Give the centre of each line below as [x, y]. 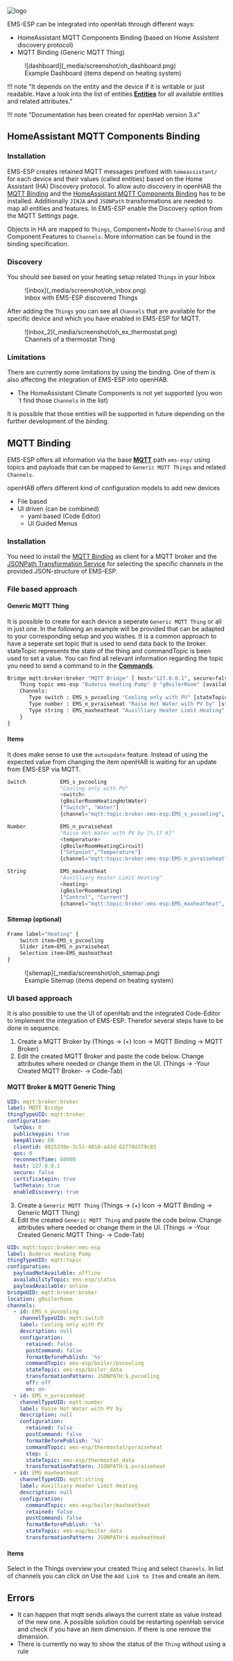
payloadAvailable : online [51, 1286]
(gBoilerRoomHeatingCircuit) [102, 846]
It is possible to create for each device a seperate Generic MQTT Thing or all [114, 621]
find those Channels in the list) [66, 401]
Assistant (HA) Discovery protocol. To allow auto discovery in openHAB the [114, 186]
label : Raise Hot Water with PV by [71, 1409]
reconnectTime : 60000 [45, 1160]
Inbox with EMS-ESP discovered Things [81, 298]
